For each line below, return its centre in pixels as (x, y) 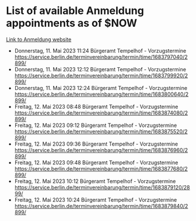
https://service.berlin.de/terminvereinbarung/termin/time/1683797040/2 (101, 57)
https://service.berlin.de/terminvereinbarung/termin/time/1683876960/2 (101, 150)
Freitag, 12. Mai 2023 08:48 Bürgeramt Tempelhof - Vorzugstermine (96, 106)
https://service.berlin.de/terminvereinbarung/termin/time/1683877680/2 (101, 168)
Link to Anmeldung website (39, 39)
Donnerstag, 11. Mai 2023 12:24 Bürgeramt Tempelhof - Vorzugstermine (101, 88)
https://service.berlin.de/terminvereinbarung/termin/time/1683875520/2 (101, 131)
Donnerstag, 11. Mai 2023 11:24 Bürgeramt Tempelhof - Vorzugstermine (100, 50)
